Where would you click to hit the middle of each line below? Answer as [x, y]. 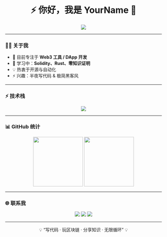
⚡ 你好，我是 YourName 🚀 [83, 10]
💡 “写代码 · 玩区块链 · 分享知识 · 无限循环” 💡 [83, 230]
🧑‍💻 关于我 [17, 45]
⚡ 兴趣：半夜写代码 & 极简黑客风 [45, 76]
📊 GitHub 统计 [23, 127]
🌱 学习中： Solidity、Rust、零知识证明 [51, 63]
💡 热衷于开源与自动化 [34, 69]
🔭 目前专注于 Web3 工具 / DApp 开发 [50, 57]
